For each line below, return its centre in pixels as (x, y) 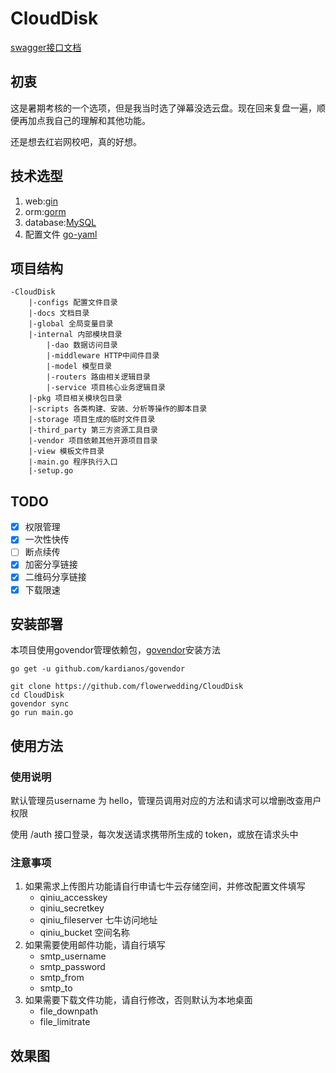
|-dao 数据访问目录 (82, 345)
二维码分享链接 (55, 577)
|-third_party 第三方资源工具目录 (93, 430)
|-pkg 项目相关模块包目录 (75, 398)
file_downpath (68, 1011)
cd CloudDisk (37, 695)
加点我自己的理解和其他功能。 (89, 120)
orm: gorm (45, 211)
